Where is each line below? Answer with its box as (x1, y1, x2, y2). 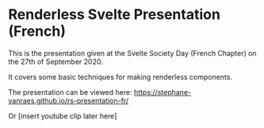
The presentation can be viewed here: (8, 87, 132, 96)
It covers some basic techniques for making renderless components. (8, 72, 232, 81)
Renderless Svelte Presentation (8, 6, 220, 24)
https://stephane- (133, 87, 192, 96)
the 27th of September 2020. (8, 57, 103, 66)
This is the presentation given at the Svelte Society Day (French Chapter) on (8, 48, 257, 58)
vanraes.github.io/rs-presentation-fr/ (8, 96, 129, 105)
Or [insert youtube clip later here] (8, 111, 117, 120)
